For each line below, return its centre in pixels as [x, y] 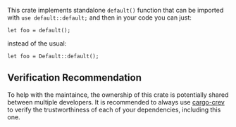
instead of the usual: [37, 44]
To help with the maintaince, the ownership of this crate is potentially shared [118, 95]
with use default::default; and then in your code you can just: [100, 18]
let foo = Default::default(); [53, 56]
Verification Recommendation [75, 78]
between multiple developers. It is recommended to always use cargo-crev [116, 102]
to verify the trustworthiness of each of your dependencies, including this [114, 109]
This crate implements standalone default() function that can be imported [116, 10]
